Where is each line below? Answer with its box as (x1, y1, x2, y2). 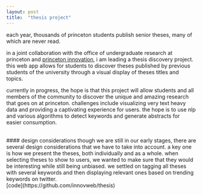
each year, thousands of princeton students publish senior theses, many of (6, 31, 192, 38)
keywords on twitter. (6, 175, 57, 182)
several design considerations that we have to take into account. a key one (6, 143, 192, 150)
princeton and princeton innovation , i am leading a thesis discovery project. (6, 56, 194, 63)
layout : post (6, 8, 39, 15)
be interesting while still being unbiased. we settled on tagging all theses (6, 162, 187, 170)
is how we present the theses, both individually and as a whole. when (6, 149, 179, 157)
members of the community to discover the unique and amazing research (6, 93, 189, 100)
